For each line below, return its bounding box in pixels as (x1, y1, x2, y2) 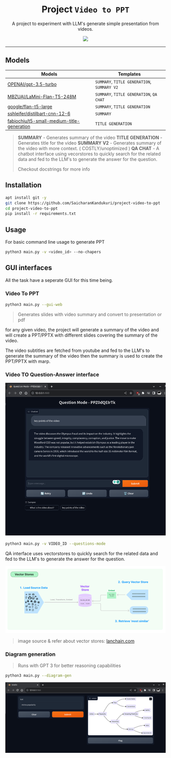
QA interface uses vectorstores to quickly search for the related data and (5, 551, 158, 557)
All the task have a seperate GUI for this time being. (5, 277, 113, 283)
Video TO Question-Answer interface (5, 371, 99, 378)
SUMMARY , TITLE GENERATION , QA (95, 91, 157, 97)
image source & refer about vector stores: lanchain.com (17, 638, 135, 644)
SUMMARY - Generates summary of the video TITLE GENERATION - (17, 134, 163, 140)
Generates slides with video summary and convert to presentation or (17, 311, 162, 317)
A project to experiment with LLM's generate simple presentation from (12, 20, 159, 27)
